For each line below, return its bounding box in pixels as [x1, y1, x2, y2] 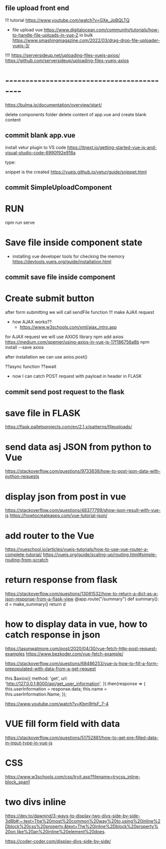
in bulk [79, 32, 93, 38]
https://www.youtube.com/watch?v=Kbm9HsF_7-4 [5, 701, 109, 707]
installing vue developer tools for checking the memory [12, 253, 125, 259]
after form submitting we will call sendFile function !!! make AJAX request [5, 309, 155, 315]
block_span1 [5, 779, 30, 785]
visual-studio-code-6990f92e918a [5, 149, 76, 155]
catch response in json [5, 629, 100, 640]
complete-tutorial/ [5, 552, 42, 558]
